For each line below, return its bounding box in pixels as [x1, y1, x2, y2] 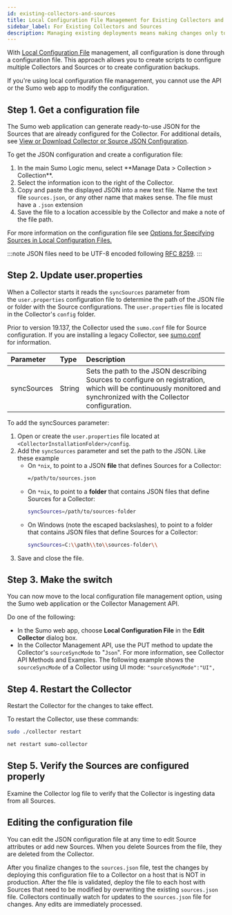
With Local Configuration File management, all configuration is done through [7, 48, 224, 57]
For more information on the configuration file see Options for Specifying [7, 229, 215, 237]
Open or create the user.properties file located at [17, 432, 160, 440]
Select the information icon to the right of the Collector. [17, 179, 175, 187]
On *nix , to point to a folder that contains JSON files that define [27, 487, 210, 496]
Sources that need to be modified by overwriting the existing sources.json [7, 885, 219, 894]
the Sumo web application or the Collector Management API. [7, 599, 180, 608]
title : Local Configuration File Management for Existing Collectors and [7, 17, 224, 24]
